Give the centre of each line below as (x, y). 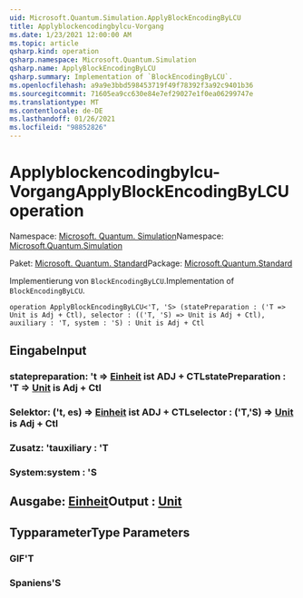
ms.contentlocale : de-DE (56, 111)
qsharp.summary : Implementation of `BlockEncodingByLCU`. (121, 77)
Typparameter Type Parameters (100, 532)
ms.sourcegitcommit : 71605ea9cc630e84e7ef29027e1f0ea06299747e (132, 93)
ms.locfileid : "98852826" (58, 128)
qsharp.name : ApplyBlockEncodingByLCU (83, 69)
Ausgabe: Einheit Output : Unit (96, 501)
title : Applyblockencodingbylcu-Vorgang (87, 26)
